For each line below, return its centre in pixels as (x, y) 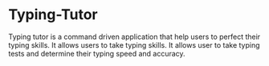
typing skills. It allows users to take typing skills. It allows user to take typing (134, 45)
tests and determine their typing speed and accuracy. (97, 53)
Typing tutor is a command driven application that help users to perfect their (134, 37)
